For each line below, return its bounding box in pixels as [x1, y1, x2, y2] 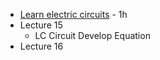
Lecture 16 [19, 40, 64, 52]
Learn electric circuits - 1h [19, 9, 128, 20]
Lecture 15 [19, 19, 63, 31]
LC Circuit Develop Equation [34, 30, 151, 41]
